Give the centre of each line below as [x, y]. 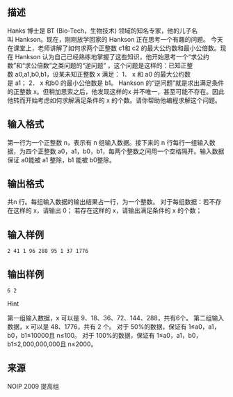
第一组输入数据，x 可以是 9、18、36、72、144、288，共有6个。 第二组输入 [116, 318]
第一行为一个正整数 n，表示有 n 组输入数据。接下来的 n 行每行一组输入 [109, 142]
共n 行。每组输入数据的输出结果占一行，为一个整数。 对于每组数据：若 [109, 202]
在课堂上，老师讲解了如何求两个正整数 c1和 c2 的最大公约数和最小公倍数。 [114, 48]
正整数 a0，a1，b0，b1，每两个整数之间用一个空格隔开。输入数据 [131, 151]
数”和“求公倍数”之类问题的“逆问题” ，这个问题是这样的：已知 [94, 65]
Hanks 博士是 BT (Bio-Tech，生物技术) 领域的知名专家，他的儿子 [99, 31]
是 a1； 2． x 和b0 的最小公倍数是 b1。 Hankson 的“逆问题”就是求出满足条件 [116, 83]
